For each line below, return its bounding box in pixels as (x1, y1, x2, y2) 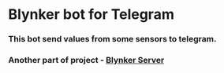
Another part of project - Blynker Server (8, 55, 165, 66)
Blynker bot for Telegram (8, 5, 175, 24)
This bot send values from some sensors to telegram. (8, 34, 217, 45)
